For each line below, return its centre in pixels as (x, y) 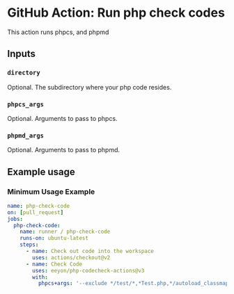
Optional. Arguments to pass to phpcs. (62, 118)
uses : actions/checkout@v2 (71, 258)
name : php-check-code (39, 206)
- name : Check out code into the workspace (90, 252)
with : (40, 277)
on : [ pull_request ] (36, 212)
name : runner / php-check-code (65, 232)
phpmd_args (25, 136)
